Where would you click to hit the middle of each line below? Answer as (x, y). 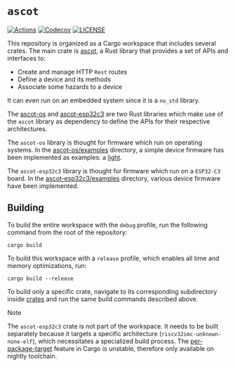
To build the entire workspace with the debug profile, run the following (108, 225)
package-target (30, 348)
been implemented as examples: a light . (65, 157)
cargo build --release (40, 279)
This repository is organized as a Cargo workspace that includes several (112, 43)
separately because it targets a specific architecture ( (85, 333)
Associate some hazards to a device (70, 86)
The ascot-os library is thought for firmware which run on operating (105, 142)
